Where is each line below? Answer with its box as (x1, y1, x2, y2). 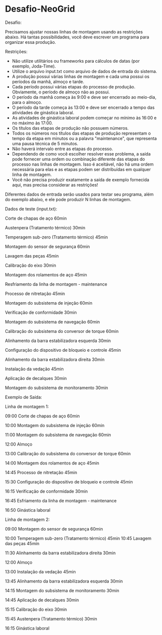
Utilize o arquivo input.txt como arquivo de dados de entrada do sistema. (12, 68, 157, 74)
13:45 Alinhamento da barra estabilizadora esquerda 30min (5, 578, 123, 584)
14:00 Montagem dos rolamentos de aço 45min (5, 460, 100, 466)
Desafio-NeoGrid (5, 3, 75, 15)
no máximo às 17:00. (12, 120, 53, 126)
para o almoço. (12, 99, 43, 105)
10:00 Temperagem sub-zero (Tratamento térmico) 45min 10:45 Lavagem (5, 535, 151, 541)
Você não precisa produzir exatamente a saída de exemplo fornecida (12, 176, 149, 183)
